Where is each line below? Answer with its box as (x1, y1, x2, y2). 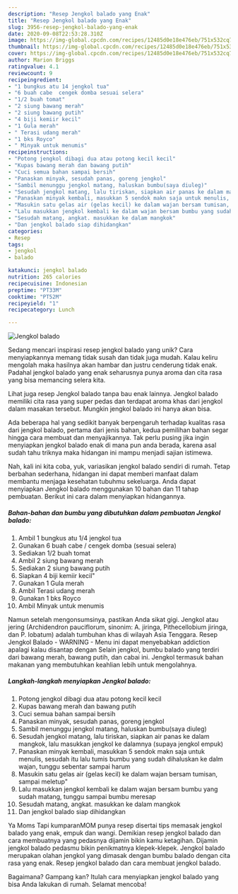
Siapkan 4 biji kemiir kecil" (18, 572, 95, 580)
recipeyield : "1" (8, 300, 59, 307)
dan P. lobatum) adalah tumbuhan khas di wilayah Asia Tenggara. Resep (8, 630, 218, 639)
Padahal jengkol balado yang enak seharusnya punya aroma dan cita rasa (8, 368, 222, 377)
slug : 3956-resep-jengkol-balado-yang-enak (8, 23, 138, 30)
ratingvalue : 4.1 (8, 63, 59, 70)
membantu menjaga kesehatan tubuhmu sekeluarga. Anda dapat (8, 477, 196, 486)
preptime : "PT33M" (8, 286, 62, 294)
